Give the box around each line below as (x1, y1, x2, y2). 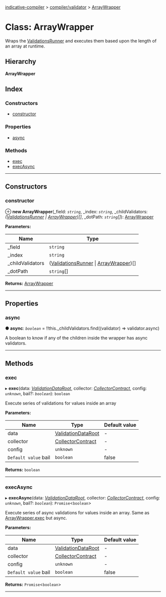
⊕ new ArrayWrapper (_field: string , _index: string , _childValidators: (5, 208, 148, 214)
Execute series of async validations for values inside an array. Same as (5, 510, 150, 516)
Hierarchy (5, 57, 37, 66)
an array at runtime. (5, 43, 45, 49)
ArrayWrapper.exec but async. (5, 515, 68, 521)
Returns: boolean (5, 467, 41, 473)
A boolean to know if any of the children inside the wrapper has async (5, 335, 148, 341)
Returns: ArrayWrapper (5, 280, 53, 286)
